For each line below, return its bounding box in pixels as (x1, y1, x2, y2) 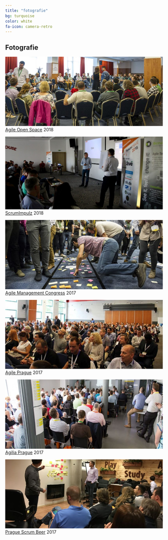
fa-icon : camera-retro (5, 24, 52, 29)
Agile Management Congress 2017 (5, 290, 76, 296)
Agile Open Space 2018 (5, 126, 54, 132)
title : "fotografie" (5, 8, 48, 13)
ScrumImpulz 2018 (5, 210, 44, 216)
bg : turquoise (5, 13, 35, 19)
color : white (5, 19, 32, 24)
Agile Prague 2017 (5, 370, 43, 376)
